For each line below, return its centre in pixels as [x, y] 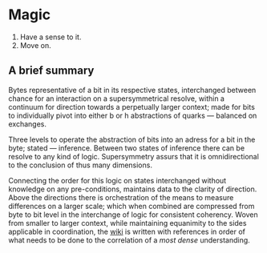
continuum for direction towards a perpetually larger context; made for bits [131, 106]
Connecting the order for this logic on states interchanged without [117, 180]
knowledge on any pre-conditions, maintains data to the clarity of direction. [133, 189]
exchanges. [27, 124]
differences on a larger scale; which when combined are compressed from [131, 206]
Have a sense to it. [51, 37]
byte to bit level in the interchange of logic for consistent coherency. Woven [133, 215]
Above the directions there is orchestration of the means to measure [121, 197]
